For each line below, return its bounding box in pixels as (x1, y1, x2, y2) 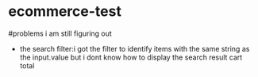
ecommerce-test (8, 2, 121, 21)
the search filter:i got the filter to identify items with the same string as (19, 44, 250, 53)
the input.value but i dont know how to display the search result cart (19, 52, 243, 62)
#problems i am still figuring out (8, 29, 113, 38)
